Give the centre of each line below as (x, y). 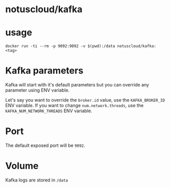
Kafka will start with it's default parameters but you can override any (77, 85)
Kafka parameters (44, 71)
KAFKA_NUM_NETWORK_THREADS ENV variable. (49, 111)
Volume (22, 166)
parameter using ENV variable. (38, 90)
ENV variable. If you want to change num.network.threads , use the (75, 106)
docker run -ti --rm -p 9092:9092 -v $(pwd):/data (60, 46)
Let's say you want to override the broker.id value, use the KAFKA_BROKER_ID (85, 100)
